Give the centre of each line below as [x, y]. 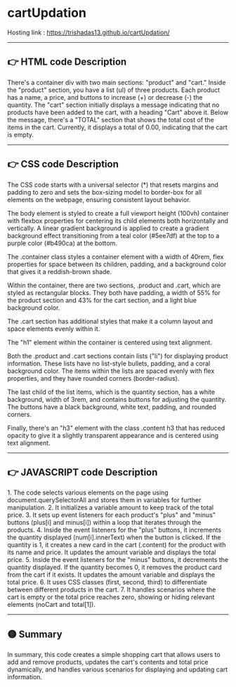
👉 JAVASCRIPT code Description [83, 472]
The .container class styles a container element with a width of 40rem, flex [116, 256]
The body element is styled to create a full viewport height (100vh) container [118, 213]
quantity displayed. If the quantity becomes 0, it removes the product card [115, 568]
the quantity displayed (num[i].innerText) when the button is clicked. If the [114, 537]
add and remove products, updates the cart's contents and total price [108, 662]
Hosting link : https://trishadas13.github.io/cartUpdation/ [88, 32]
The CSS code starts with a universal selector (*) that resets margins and [113, 185]
